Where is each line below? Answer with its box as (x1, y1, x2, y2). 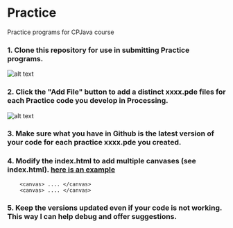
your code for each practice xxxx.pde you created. (7, 138, 182, 147)
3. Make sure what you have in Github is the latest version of (7, 129, 215, 138)
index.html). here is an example (7, 165, 116, 174)
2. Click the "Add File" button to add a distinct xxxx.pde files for (7, 87, 226, 97)
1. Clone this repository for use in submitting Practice (7, 45, 190, 55)
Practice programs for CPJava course (7, 28, 114, 36)
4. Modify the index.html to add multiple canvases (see (7, 156, 196, 166)
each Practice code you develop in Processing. (7, 96, 169, 106)
